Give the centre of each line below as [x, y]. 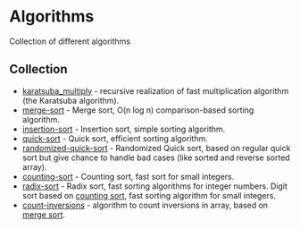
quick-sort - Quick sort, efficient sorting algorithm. [115, 138]
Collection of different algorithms [70, 41]
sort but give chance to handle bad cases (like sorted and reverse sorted [156, 157]
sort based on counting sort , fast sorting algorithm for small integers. [149, 195]
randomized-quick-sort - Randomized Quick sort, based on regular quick [156, 148]
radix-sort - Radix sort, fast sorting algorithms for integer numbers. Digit [155, 186]
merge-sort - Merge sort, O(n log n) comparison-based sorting [138, 110]
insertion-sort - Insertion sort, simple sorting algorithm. [124, 129]
